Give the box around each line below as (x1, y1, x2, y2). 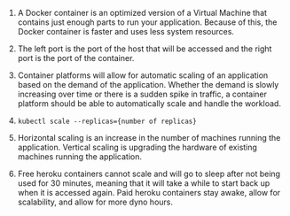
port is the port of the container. (17, 53, 135, 63)
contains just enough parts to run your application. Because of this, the (17, 17, 278, 27)
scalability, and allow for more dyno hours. (17, 197, 174, 207)
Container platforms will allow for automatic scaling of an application (17, 70, 269, 81)
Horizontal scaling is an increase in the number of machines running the (17, 133, 281, 143)
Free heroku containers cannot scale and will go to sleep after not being (17, 168, 281, 179)
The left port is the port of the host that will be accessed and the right (17, 43, 272, 54)
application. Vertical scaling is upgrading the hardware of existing (17, 142, 257, 152)
